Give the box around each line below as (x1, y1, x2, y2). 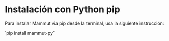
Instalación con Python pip (5, 4, 120, 15)
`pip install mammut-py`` (5, 30, 57, 36)
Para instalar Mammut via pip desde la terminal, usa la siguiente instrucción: (5, 20, 164, 26)
